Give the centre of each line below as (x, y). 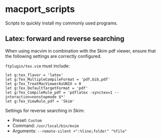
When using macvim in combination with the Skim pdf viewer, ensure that (80, 50)
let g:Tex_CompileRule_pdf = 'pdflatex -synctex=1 (59, 92)
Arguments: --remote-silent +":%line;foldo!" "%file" (70, 130)
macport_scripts (40, 9)
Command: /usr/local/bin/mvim (45, 125)
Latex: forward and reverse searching (65, 39)
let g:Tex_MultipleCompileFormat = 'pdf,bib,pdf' (58, 79)
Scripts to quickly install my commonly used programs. (62, 23)
